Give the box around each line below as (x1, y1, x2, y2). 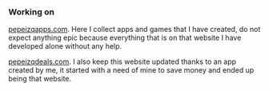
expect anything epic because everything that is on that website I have (8, 33, 242, 42)
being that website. (8, 74, 72, 84)
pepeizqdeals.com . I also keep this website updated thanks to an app (8, 57, 237, 66)
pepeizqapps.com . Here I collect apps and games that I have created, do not (8, 25, 261, 34)
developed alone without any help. (8, 42, 122, 51)
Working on (8, 6, 54, 18)
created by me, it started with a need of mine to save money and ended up (8, 65, 255, 75)
